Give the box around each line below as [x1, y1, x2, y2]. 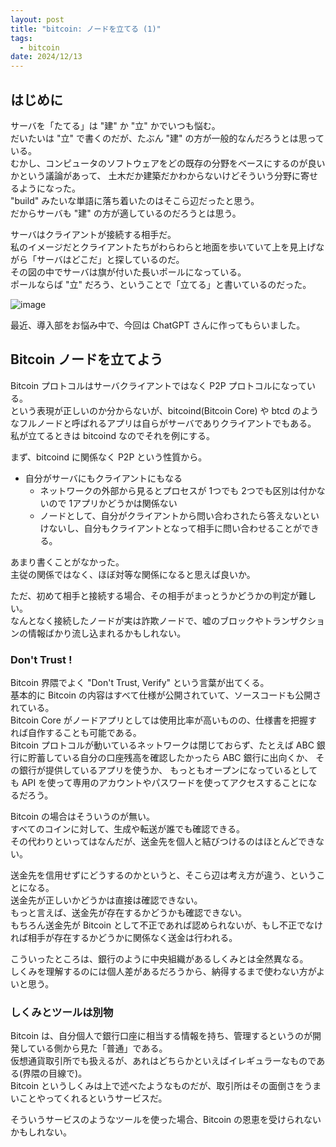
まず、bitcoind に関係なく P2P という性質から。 [10, 451, 208, 463]
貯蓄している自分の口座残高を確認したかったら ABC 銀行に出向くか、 [27, 752, 314, 764]
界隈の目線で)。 [22, 1067, 88, 1080]
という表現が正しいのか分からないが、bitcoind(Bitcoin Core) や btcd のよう [10, 404, 320, 416]
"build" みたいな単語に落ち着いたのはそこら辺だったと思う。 [10, 194, 260, 206]
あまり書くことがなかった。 [10, 556, 125, 568]
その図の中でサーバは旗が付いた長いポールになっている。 [10, 266, 247, 278]
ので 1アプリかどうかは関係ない [48, 497, 178, 509]
